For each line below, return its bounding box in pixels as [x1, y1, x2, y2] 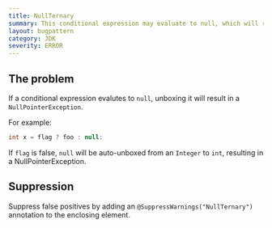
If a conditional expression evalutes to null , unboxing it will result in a [8, 93, 240, 103]
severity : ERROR [8, 42, 63, 50]
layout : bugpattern [8, 27, 74, 35]
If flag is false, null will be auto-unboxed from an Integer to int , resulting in [8, 147, 264, 158]
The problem [8, 72, 74, 86]
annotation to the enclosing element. [8, 209, 131, 219]
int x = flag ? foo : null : [8, 133, 104, 141]
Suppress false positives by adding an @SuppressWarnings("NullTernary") [8, 201, 253, 211]
